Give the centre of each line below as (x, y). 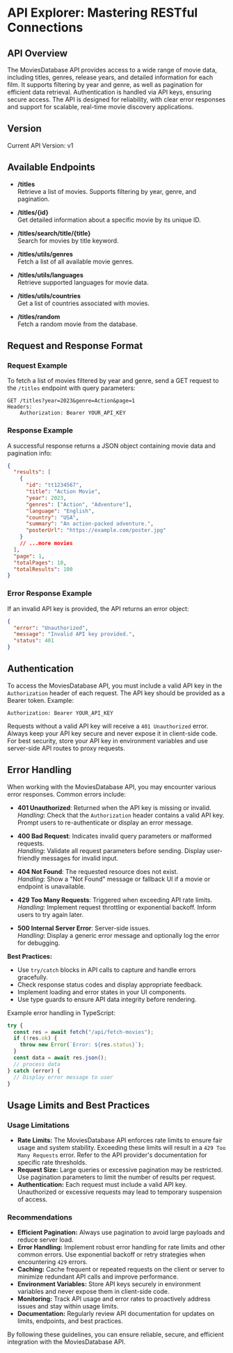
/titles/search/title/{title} (54, 233)
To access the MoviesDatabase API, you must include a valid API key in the (115, 686)
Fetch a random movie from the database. (77, 324)
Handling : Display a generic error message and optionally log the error (118, 935)
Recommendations (40, 1217)
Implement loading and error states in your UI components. (102, 991)
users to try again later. (50, 914)
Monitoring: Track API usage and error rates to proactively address (114, 1299)
